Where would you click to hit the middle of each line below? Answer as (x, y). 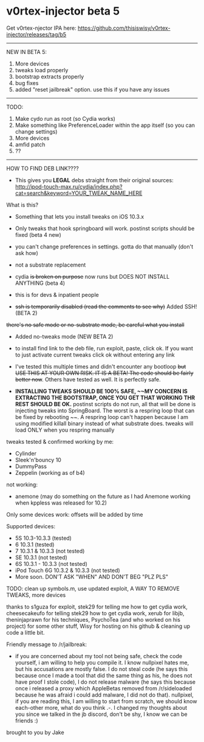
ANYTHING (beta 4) (40, 283)
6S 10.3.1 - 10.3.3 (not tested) (51, 563)
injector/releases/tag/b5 (36, 34)
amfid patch (30, 145)
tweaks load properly (42, 70)
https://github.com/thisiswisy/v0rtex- (124, 28)
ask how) (26, 253)
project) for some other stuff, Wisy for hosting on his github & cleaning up (98, 626)
